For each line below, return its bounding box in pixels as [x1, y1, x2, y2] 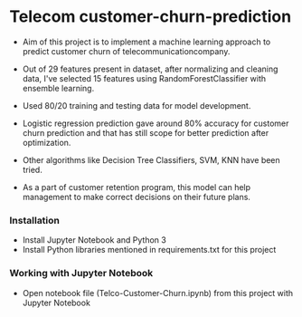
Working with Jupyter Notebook [9, 267, 154, 280]
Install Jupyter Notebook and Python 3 [22, 235, 167, 245]
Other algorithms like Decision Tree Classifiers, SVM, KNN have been [22, 154, 280, 165]
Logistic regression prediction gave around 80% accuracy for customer [22, 118, 289, 129]
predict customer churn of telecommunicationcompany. [22, 45, 231, 56]
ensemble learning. [22, 82, 95, 93]
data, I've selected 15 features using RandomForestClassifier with [22, 72, 267, 83]
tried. [22, 164, 42, 175]
